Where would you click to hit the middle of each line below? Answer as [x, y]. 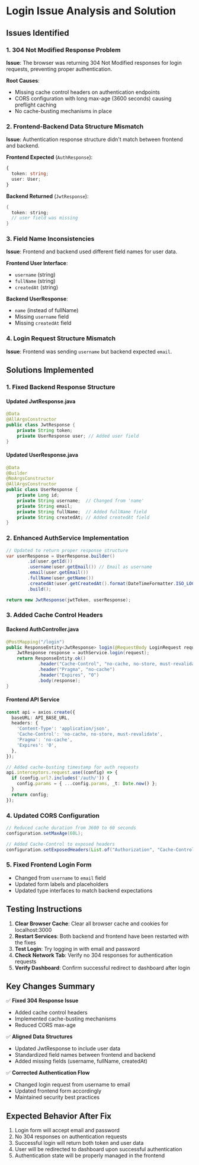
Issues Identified [38, 33]
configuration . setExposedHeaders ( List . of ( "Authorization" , [81, 850]
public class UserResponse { [42, 490]
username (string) [35, 275]
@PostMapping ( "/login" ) [36, 642]
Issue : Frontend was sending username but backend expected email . [89, 351]
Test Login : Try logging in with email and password [77, 949]
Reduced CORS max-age [45, 1025]
